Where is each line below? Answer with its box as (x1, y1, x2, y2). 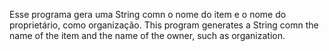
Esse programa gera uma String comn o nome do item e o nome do (9, 9, 287, 20)
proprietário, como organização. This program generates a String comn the (9, 19, 319, 31)
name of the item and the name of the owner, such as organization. (9, 30, 286, 41)
